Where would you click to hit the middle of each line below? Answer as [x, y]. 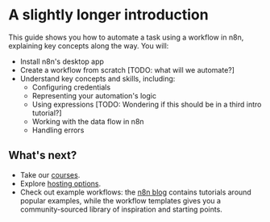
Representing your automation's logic [94, 95]
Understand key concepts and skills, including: [98, 78]
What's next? [43, 155]
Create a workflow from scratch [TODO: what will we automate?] [127, 69]
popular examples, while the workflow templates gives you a [120, 200]
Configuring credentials [71, 87]
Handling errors [58, 130]
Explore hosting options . [60, 183]
